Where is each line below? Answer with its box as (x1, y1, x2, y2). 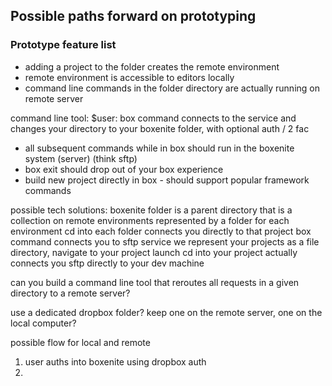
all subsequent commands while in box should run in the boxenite (24, 142, 295, 154)
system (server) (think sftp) (24, 152, 138, 164)
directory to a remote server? (10, 287, 131, 299)
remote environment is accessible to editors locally (24, 71, 235, 83)
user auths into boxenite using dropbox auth (24, 355, 207, 368)
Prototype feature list (10, 38, 117, 52)
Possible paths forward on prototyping (10, 8, 257, 25)
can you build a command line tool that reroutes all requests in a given (10, 276, 300, 288)
